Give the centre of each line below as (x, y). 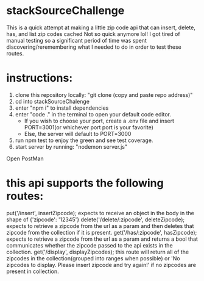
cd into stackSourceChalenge (52, 101)
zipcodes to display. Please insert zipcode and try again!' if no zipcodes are (101, 265)
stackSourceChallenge (65, 11)
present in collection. (33, 271)
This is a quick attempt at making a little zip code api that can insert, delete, (101, 27)
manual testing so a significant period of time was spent (77, 40)
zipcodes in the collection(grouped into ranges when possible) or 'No (93, 258)
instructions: (40, 78)
